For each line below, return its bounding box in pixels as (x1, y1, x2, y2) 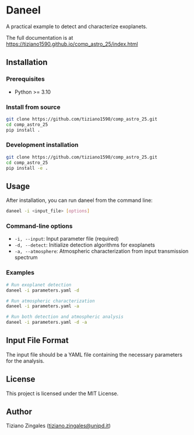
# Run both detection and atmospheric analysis (6, 314, 124, 320)
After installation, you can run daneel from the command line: (6, 197, 153, 204)
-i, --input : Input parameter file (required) (14, 235, 119, 242)
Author (6, 407, 32, 417)
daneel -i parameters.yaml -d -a (6, 320, 87, 326)
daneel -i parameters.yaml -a (6, 303, 80, 309)
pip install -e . (6, 165, 48, 171)
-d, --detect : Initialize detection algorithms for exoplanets (14, 241, 156, 249)
